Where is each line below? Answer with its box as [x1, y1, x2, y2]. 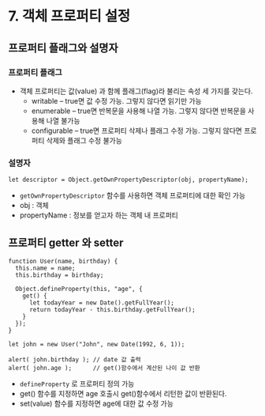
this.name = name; [15, 264, 77, 272]
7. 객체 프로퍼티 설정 [8, 7, 131, 25]
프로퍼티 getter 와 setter [8, 236, 124, 249]
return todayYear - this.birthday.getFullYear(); [28, 305, 196, 313]
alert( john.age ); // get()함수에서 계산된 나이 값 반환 [8, 364, 200, 372]
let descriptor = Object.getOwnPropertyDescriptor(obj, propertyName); [8, 176, 248, 184]
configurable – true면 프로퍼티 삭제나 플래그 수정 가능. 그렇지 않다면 [31, 126, 243, 135]
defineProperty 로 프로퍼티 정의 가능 [19, 379, 135, 388]
